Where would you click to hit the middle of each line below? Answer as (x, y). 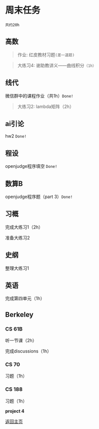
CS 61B (14, 329)
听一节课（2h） (21, 341)
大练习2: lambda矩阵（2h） (45, 106)
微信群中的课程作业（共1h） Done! (39, 95)
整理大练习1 (17, 268)
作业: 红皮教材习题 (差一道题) (46, 55)
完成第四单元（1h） (25, 298)
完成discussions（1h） (28, 351)
